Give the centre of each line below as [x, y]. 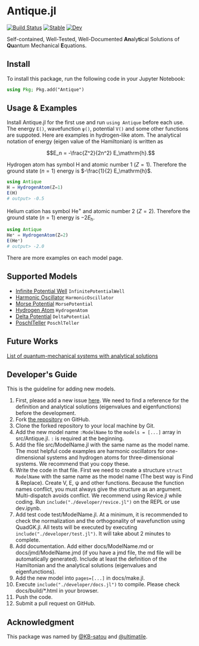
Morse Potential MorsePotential [54, 303]
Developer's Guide [42, 374]
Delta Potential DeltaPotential [53, 316]
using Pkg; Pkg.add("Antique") [46, 90]
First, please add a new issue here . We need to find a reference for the [102, 401]
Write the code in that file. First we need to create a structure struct [99, 470]
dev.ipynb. [28, 508]
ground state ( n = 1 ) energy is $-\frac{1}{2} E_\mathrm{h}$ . [80, 171]
